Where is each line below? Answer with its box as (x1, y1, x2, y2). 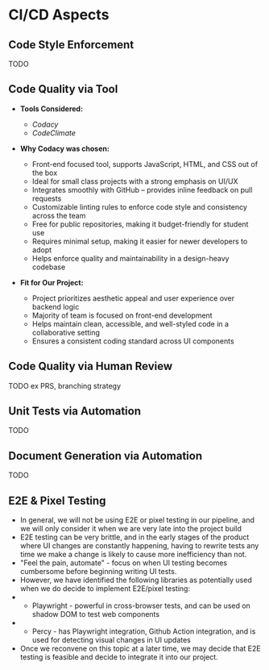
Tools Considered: (19, 103, 83, 114)
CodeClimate (31, 127, 77, 138)
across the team (31, 210, 86, 220)
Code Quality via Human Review (8, 360, 173, 373)
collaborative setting (31, 327, 101, 337)
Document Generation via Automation (8, 449, 203, 463)
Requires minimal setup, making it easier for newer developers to (31, 236, 248, 246)
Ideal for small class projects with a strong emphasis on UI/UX (31, 176, 238, 186)
